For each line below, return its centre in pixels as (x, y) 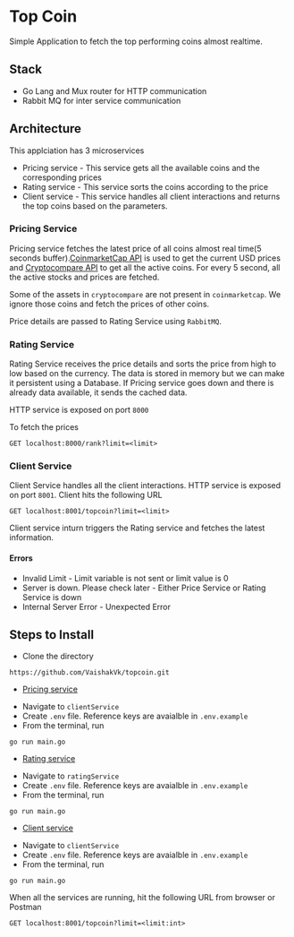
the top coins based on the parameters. (95, 206)
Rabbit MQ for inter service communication (101, 100)
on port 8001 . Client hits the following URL (86, 495)
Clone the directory (58, 657)
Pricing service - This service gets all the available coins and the (141, 168)
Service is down (52, 597)
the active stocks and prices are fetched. (84, 277)
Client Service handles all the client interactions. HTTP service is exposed (145, 486)
